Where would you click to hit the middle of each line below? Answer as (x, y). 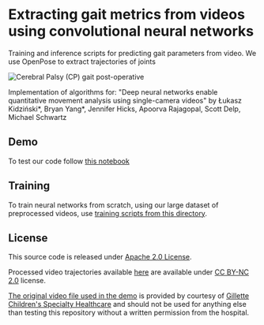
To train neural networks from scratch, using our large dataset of (113, 205)
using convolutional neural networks (131, 31)
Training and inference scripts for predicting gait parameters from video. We (132, 53)
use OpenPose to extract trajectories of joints (82, 62)
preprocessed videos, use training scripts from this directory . (108, 213)
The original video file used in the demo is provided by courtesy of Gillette (129, 296)
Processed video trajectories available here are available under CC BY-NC (128, 272)
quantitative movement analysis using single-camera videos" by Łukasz (125, 100)
